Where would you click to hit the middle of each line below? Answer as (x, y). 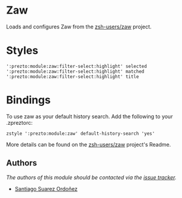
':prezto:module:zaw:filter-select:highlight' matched (75, 72)
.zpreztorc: (19, 122)
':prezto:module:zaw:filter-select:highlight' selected (76, 66)
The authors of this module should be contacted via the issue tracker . (91, 177)
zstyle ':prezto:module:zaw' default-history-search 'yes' (81, 134)
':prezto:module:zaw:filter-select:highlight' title (73, 77)
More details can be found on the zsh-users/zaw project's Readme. (89, 144)
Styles (22, 51)
